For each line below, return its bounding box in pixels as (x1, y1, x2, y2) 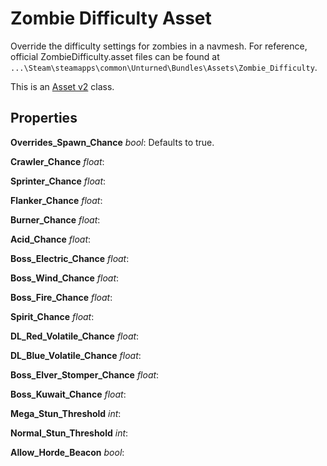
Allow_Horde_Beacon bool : (10, 446, 125, 458)
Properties (10, 110, 78, 127)
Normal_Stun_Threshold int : (10, 427, 129, 439)
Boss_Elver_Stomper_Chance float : (10, 368, 160, 381)
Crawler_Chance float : (10, 155, 105, 167)
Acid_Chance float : (10, 233, 92, 245)
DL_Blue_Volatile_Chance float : (10, 349, 142, 361)
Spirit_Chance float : (10, 310, 95, 322)
